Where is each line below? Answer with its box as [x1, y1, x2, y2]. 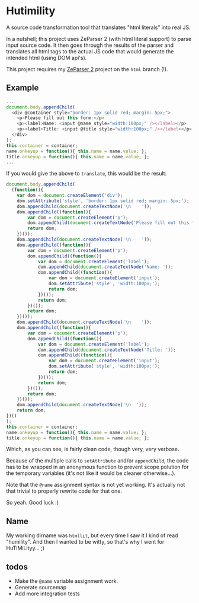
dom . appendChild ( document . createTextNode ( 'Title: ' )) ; [37, 347, 176, 353]
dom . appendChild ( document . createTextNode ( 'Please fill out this [27, 220, 190, 226]
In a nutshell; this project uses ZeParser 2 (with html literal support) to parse [6, 35, 192, 42]
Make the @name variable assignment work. [14, 578, 118, 585]
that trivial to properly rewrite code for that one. [6, 487, 123, 494]
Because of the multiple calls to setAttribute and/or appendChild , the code [6, 457, 189, 464]
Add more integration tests [14, 590, 80, 597]
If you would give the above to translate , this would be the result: [6, 170, 167, 177]
